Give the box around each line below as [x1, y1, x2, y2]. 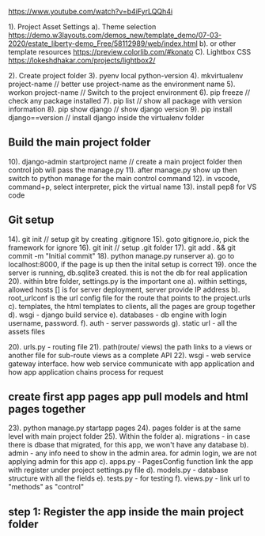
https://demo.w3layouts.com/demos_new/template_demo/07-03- [8, 31, 222, 40]
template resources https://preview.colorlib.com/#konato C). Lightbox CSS [8, 47, 252, 56]
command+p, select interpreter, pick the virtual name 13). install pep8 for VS [8, 182, 257, 191]
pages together [8, 402, 86, 416]
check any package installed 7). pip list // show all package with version [8, 96, 243, 105]
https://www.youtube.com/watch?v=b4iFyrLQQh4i [8, 7, 173, 16]
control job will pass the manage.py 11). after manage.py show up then [8, 165, 237, 175]
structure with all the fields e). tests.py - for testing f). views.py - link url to [8, 474, 251, 483]
